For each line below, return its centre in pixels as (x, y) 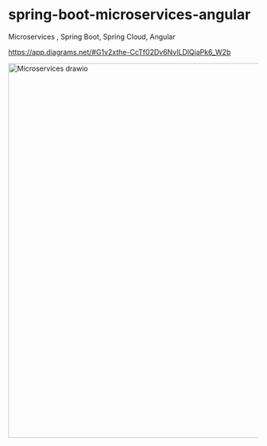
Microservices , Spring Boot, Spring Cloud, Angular (92, 37)
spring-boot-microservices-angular (130, 15)
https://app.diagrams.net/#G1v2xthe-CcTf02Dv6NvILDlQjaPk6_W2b (120, 52)
